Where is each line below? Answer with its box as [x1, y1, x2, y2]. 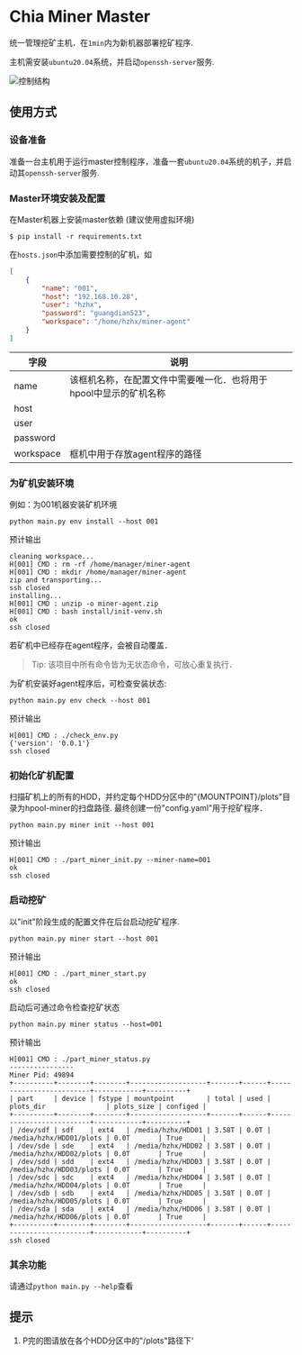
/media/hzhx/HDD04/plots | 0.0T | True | [9, 1180, 207, 1190]
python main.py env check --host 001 [9, 696, 151, 705]
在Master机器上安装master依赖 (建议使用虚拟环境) [9, 214, 195, 224]
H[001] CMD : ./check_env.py [9, 732, 119, 741]
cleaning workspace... [9, 552, 94, 561]
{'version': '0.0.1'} [9, 739, 91, 749]
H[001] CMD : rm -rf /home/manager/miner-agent [9, 560, 191, 569]
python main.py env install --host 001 [9, 517, 159, 526]
